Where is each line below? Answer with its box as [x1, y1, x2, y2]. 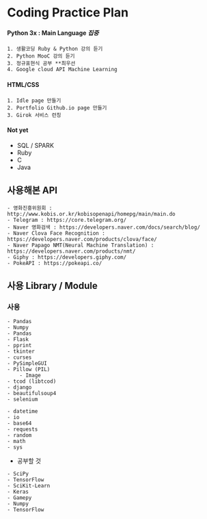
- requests [7, 426, 38, 433]
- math [7, 438, 26, 445]
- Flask [7, 336, 29, 343]
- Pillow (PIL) [7, 366, 51, 373]
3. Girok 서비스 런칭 [7, 112, 61, 118]
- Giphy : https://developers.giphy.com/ [7, 253, 127, 261]
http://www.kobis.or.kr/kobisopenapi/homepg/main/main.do [7, 210, 176, 217]
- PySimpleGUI [7, 360, 48, 367]
